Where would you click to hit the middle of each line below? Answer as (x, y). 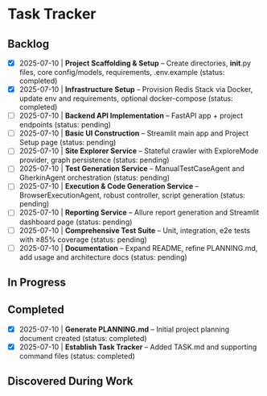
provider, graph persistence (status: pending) (94, 160)
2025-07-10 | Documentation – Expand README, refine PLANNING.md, (138, 248)
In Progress (37, 283)
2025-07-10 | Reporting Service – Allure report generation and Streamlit (139, 213)
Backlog (29, 44)
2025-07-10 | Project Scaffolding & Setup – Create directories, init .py (135, 63)
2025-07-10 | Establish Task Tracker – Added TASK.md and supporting (138, 347)
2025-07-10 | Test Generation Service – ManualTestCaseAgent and (131, 169)
